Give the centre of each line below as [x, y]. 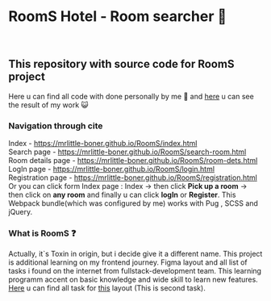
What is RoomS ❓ [42, 233]
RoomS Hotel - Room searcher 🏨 [118, 17]
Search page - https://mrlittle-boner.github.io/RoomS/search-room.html [127, 152]
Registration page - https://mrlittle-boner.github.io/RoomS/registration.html [133, 178]
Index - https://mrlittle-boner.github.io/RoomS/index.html [103, 144]
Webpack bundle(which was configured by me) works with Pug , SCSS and [133, 203]
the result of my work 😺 [48, 105]
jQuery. [21, 212]
